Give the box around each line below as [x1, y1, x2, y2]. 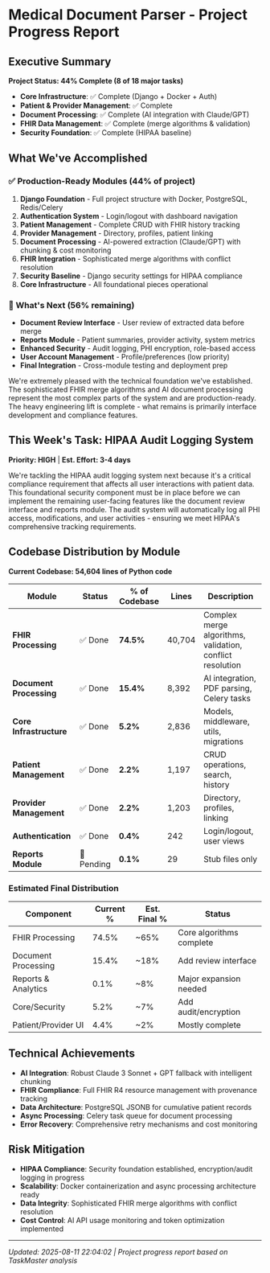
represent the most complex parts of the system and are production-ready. [8, 392, 257, 403]
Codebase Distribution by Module [8, 545, 181, 559]
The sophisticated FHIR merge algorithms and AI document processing [8, 384, 243, 394]
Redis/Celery [19, 203, 63, 212]
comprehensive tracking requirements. [8, 521, 137, 532]
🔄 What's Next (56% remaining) [8, 299, 135, 310]
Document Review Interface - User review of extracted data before [19, 318, 245, 327]
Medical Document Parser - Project [8, 6, 247, 24]
